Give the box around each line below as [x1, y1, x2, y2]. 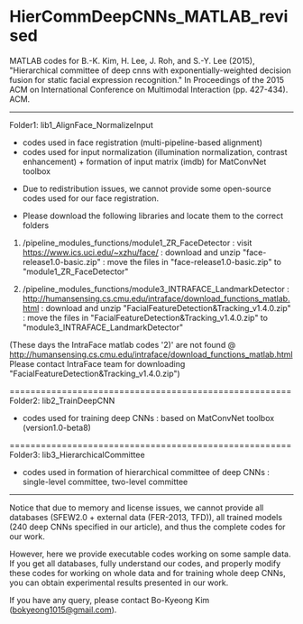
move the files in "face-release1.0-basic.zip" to [106, 256, 282, 267]
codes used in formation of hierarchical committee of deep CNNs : [22, 466, 271, 477]
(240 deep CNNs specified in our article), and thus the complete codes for [9, 521, 286, 532]
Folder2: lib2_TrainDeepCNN [9, 395, 115, 406]
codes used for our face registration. [22, 192, 160, 204]
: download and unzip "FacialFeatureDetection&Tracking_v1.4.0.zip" [41, 302, 291, 313]
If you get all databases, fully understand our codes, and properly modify [9, 557, 281, 569]
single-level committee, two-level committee [22, 476, 188, 487]
